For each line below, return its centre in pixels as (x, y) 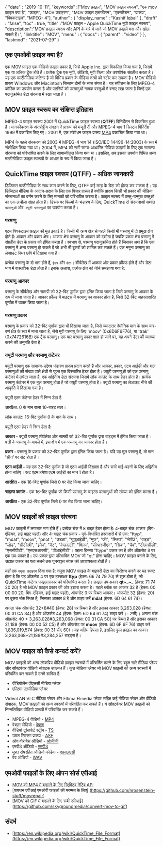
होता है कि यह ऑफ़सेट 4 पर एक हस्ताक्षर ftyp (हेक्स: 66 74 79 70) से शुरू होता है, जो (74, 577)
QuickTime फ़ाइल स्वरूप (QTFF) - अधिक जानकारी (69, 174)
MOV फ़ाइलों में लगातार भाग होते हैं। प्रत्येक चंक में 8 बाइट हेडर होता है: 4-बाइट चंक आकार (75, 529)
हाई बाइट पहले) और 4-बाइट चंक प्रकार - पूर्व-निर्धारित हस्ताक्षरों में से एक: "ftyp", (80, 534)
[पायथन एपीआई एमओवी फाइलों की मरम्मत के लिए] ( (51, 790)
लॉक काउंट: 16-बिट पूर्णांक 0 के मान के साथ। (41, 417)
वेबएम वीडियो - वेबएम (28, 725)
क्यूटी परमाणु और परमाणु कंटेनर (32, 355)
